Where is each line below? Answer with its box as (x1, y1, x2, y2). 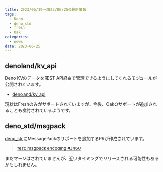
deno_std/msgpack (5, 122, 66, 130)
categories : (5, 35, 29, 40)
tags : (5, 12, 16, 17)
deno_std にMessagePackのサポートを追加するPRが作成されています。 (5, 136, 147, 142)
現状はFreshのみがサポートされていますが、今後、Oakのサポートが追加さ (5, 101, 153, 107)
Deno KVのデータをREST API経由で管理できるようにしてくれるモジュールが (5, 75, 157, 81)
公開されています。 (5, 81, 44, 87)
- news (9, 39, 23, 44)
